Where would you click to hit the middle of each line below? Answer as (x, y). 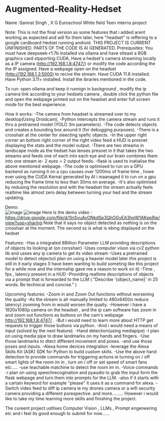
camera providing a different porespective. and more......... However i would (82, 393)
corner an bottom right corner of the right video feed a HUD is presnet (76, 140)
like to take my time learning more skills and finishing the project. (71, 398)
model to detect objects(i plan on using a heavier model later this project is (81, 258)
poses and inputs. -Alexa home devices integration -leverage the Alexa (77, 346)
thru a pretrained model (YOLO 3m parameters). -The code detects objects (81, 124)
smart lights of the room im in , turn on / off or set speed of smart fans (76, 362)
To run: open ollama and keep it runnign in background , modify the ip (76, 89)
